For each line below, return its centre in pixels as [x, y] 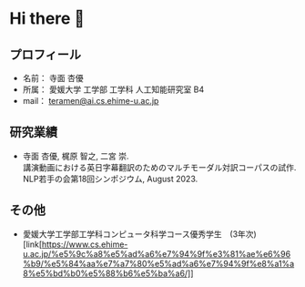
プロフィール [46, 54]
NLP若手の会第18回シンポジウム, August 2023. [110, 179]
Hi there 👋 [47, 19]
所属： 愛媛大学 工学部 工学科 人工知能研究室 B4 [113, 89]
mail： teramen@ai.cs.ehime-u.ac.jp [91, 101]
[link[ [32, 244]
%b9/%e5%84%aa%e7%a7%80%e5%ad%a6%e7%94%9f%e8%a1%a [158, 263]
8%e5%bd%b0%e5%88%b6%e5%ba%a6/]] [108, 273]
